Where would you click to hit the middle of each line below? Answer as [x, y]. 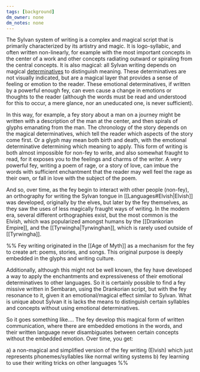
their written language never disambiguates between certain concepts [93, 333]
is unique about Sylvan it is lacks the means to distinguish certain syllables [98, 302]
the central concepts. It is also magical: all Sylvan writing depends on [91, 65]
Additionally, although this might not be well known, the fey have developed [99, 270]
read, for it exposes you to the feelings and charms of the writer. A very [94, 159]
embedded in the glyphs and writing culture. [61, 259]
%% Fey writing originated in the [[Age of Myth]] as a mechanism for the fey [100, 246]
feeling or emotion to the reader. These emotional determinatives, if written [99, 84]
